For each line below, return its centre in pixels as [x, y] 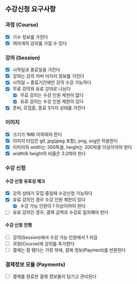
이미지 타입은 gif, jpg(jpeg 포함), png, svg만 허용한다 [65, 141]
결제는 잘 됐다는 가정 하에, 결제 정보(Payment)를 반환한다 [69, 250]
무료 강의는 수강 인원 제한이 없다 [52, 95]
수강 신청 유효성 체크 [25, 181]
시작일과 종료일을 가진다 [36, 70]
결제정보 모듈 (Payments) [35, 264]
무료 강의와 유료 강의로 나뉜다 [41, 89]
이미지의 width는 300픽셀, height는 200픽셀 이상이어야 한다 [72, 147]
